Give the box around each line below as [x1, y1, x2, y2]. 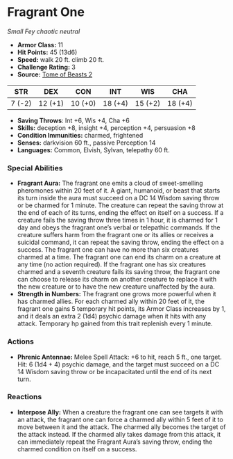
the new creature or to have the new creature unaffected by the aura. [17, 282, 215, 291]
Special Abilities [7, 163, 63, 172]
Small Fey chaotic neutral [7, 27, 80, 35]
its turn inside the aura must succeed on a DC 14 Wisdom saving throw [17, 194, 220, 202]
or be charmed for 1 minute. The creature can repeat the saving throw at [17, 201, 224, 209]
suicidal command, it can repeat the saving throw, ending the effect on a [17, 238, 224, 247]
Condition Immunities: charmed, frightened [17, 131, 144, 139]
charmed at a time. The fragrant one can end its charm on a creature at [17, 253, 221, 261]
